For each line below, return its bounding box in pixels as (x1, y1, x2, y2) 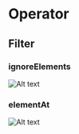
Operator (8, 5, 69, 23)
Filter (8, 37, 35, 51)
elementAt (8, 99, 50, 110)
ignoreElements (8, 61, 72, 72)
